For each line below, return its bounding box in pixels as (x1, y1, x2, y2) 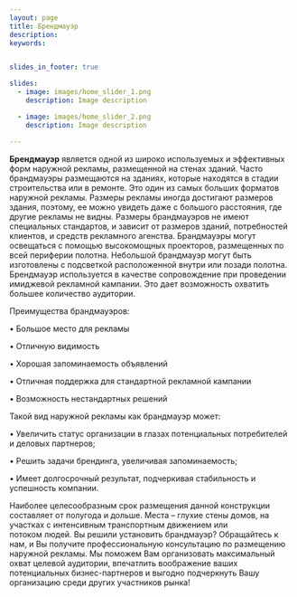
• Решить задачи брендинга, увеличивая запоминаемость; (9, 455, 237, 466)
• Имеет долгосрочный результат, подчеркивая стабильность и (9, 472, 256, 484)
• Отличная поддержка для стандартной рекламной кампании (9, 375, 252, 386)
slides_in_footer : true (9, 62, 99, 72)
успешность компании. (9, 482, 99, 493)
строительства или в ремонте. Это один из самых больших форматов (9, 182, 280, 193)
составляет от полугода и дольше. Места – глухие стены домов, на (9, 509, 270, 520)
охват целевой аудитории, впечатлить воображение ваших (9, 557, 238, 568)
